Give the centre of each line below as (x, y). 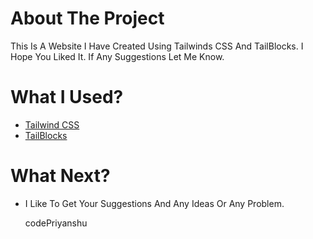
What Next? (60, 176)
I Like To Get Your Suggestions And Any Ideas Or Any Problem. (154, 203)
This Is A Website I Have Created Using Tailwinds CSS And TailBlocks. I (157, 46)
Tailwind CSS (52, 124)
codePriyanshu (56, 223)
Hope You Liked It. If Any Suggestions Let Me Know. (117, 56)
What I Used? (67, 97)
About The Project (87, 18)
